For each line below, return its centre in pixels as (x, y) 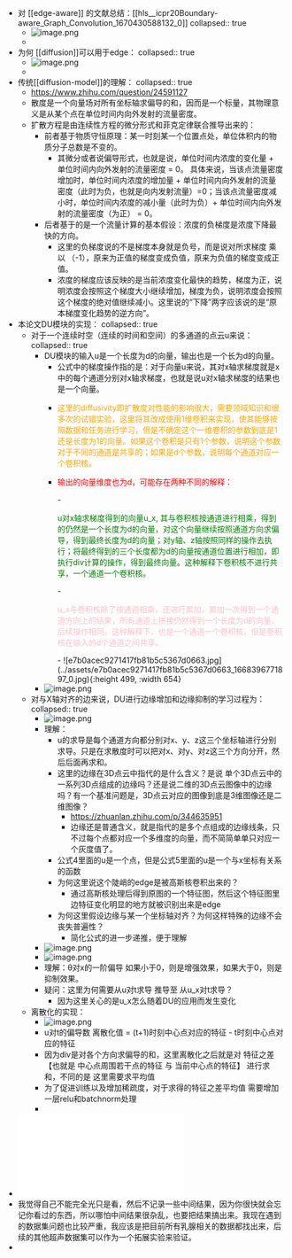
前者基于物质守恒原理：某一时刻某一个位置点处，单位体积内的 (157, 136)
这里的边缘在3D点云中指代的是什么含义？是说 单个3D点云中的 (169, 773)
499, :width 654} (150, 679)
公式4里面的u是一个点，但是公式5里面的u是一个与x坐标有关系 (169, 860)
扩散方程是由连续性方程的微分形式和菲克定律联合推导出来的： (143, 125)
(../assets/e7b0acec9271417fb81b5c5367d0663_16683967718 (170, 670)
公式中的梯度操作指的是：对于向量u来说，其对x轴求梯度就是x (169, 367)
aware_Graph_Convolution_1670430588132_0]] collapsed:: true (132, 23)
